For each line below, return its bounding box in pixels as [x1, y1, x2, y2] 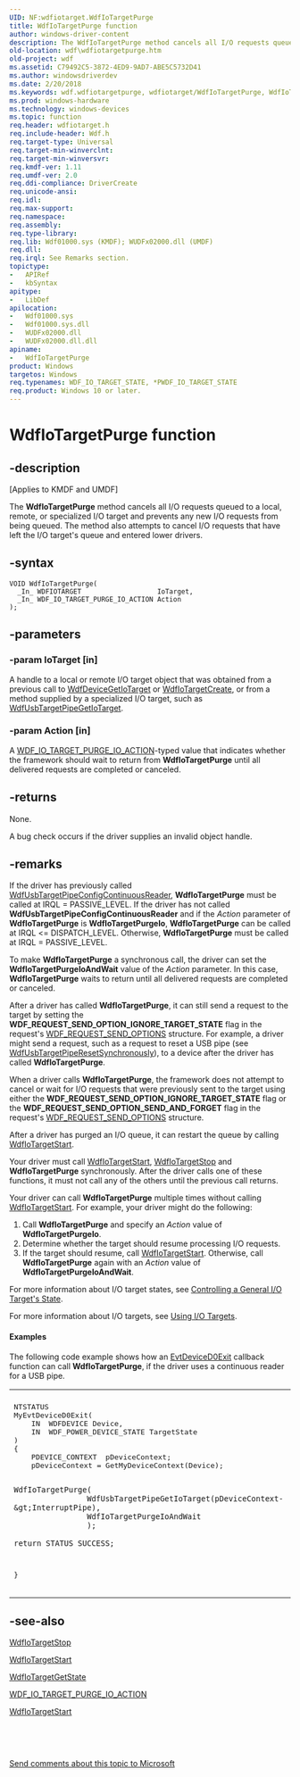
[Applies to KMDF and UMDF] [9, 484, 119, 494]
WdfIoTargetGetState [9, 1672, 87, 1682]
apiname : [9, 345, 42, 353]
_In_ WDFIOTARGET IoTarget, [17, 586, 194, 596]
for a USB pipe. [9, 1370, 65, 1381]
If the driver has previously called [9, 880, 132, 891]
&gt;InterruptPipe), [13, 1502, 101, 1513]
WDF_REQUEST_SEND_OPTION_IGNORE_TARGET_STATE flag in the [9, 1019, 262, 1030]
